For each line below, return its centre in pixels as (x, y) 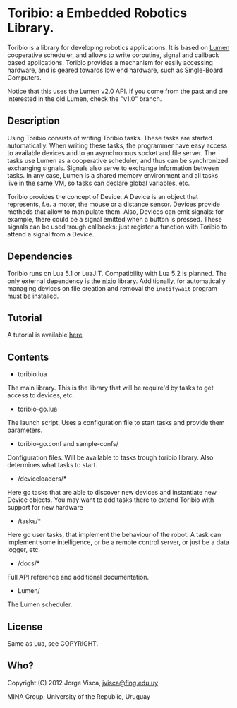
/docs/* (29, 563)
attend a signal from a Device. (51, 234)
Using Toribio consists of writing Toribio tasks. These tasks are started (110, 138)
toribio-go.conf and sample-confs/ (68, 444)
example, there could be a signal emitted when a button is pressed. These (115, 219)
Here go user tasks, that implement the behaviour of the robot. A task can (114, 535)
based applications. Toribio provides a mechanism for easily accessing (110, 62)
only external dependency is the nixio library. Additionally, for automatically (116, 281)
